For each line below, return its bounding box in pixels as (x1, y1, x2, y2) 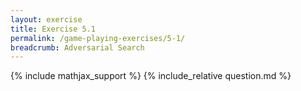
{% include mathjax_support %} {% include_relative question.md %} (10, 70, 292, 82)
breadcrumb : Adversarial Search (10, 42, 145, 53)
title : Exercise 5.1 (10, 24, 97, 34)
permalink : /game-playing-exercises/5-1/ (10, 33, 186, 43)
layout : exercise (10, 14, 83, 25)
